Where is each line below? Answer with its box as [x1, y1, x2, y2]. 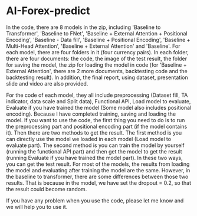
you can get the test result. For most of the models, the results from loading [6, 161, 190, 168]
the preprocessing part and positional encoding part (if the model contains [6, 123, 188, 130]
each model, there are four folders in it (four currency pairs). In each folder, [6, 48, 189, 55]
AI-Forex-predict [6, 4, 90, 18]
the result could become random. [6, 185, 87, 192]
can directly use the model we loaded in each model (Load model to [6, 135, 172, 142]
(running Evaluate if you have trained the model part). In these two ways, [6, 154, 183, 161]
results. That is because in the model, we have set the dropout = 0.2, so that [6, 179, 192, 186]
